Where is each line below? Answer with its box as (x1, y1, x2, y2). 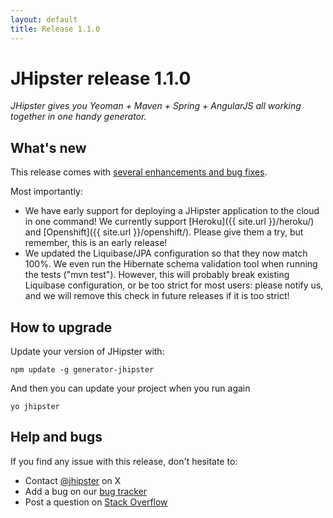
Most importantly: (10, 186, 83, 198)
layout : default (10, 14, 78, 25)
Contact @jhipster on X (24, 474, 122, 486)
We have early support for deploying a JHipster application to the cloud (24, 205, 320, 217)
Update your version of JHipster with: (10, 346, 165, 358)
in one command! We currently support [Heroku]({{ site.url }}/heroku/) (24, 216, 315, 228)
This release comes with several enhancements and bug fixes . (10, 166, 268, 178)
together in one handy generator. (10, 111, 147, 123)
